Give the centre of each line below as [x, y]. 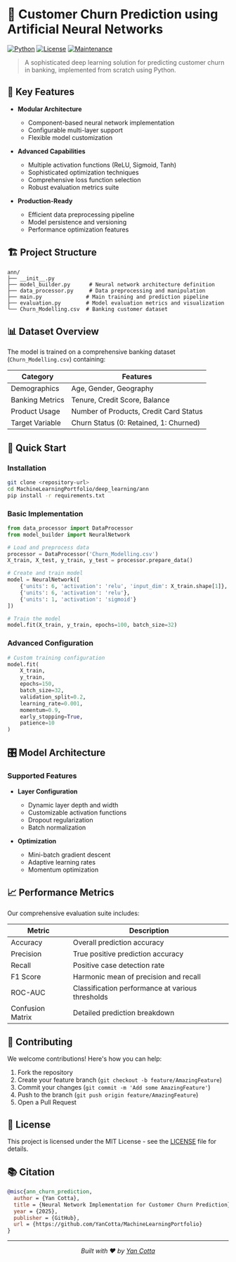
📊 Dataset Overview [53, 331]
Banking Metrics [38, 400]
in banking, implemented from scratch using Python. [100, 70]
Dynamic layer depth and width [73, 805]
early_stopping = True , [51, 717]
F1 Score [26, 976]
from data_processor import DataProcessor [70, 528]
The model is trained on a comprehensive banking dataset [91, 352]
